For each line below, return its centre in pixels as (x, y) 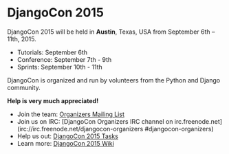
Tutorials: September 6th (52, 52)
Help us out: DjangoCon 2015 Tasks (68, 136)
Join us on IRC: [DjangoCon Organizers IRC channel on (95, 121)
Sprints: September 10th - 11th (60, 67)
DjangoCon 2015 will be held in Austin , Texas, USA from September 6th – (111, 32)
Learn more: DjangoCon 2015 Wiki (66, 143)
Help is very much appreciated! (53, 100)
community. (24, 87)
